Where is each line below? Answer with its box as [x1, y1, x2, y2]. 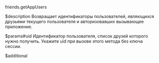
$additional [5, 53, 28, 59]
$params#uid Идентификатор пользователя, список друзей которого [5, 33, 148, 39]
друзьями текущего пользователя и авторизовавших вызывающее [5, 19, 144, 24]
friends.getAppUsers [5, 4, 47, 10]
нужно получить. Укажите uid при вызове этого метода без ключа [5, 38, 143, 44]
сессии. [5, 44, 21, 49]
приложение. [5, 24, 33, 30]
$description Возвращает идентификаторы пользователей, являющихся [5, 14, 154, 19]
